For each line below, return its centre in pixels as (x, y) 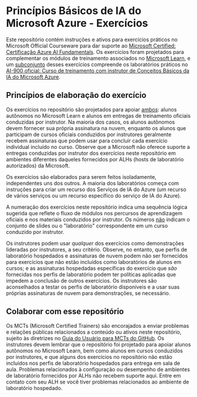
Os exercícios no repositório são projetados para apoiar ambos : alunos (91, 109)
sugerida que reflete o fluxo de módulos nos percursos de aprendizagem (94, 213)
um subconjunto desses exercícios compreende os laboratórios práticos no (97, 64)
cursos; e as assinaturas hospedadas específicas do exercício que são (91, 268)
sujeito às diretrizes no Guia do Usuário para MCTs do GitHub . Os (85, 338)
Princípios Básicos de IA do (74, 11)
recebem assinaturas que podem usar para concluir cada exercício (87, 140)
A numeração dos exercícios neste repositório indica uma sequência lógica (97, 207)
